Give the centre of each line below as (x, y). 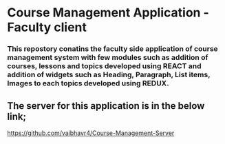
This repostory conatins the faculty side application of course (112, 49)
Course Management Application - (108, 13)
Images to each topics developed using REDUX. (88, 83)
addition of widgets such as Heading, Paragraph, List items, (109, 75)
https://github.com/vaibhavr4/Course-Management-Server (91, 133)
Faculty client (47, 27)
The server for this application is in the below (106, 106)
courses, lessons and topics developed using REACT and (104, 66)
